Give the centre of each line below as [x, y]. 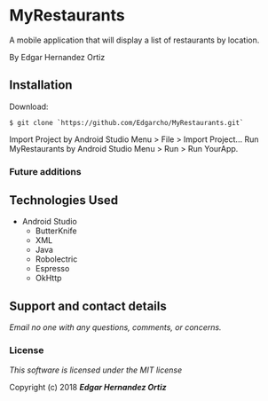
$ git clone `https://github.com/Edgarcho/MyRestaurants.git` [126, 122]
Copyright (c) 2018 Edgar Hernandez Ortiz [88, 387]
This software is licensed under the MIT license [96, 370]
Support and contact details [88, 306]
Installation [41, 85]
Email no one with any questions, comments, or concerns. [115, 327]
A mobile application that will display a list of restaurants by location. [134, 40]
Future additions [45, 171]
